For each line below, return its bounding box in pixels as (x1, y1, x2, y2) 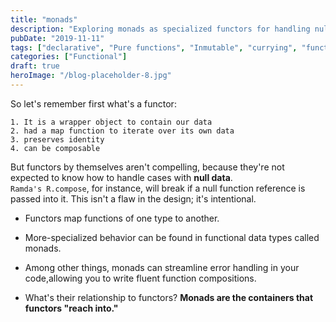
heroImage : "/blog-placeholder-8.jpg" (10, 71, 172, 81)
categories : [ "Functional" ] (10, 52, 128, 62)
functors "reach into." (24, 302, 119, 314)
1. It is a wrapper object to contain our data (10, 117, 213, 127)
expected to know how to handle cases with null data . (10, 171, 233, 183)
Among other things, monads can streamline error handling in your (24, 261, 300, 273)
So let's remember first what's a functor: (10, 97, 177, 110)
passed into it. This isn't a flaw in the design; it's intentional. (10, 192, 257, 205)
